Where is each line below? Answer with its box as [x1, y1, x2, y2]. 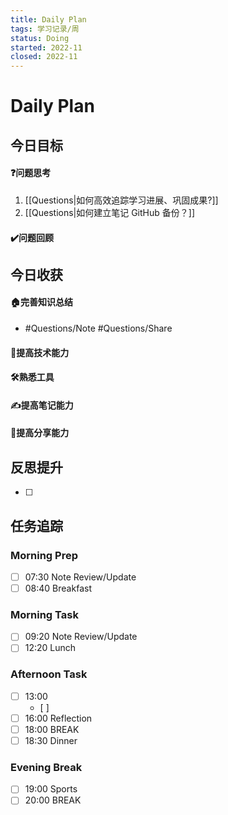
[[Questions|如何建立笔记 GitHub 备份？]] [24, 206, 195, 218]
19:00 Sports [24, 783, 78, 795]
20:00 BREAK [24, 794, 82, 806]
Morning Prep [10, 548, 78, 562]
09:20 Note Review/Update [24, 631, 138, 643]
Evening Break [10, 760, 83, 774]
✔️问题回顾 [10, 231, 55, 243]
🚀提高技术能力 [10, 346, 70, 358]
